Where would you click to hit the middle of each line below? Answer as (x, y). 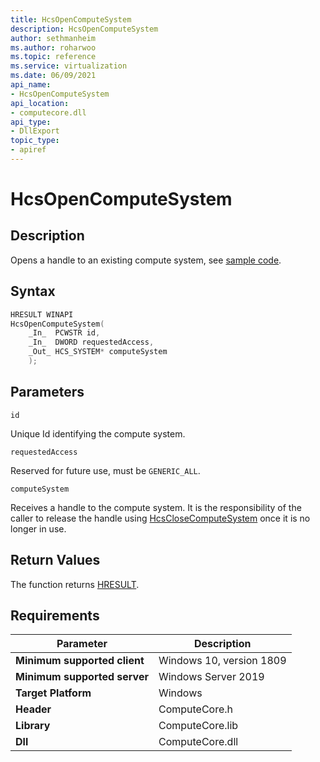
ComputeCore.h (196, 709)
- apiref (28, 150)
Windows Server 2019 (211, 677)
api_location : (40, 103)
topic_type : (35, 141)
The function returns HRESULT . (75, 584)
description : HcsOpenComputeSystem (84, 29)
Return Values (55, 560)
